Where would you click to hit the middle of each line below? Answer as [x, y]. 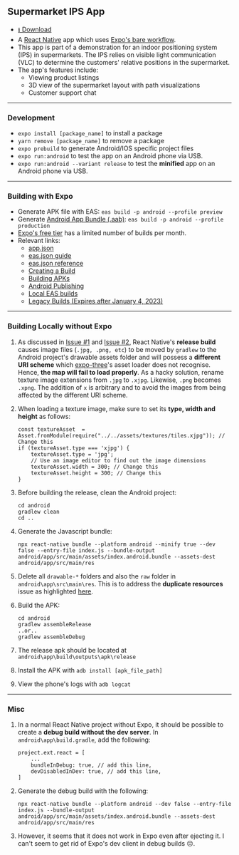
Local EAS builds [53, 294]
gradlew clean [38, 512]
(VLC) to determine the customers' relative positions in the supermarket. [123, 62]
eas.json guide [50, 256]
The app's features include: [58, 70]
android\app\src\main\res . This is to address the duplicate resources [120, 584]
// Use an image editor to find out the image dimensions [118, 460]
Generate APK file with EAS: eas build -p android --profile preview [120, 212]
